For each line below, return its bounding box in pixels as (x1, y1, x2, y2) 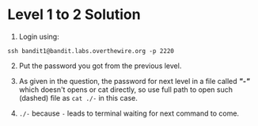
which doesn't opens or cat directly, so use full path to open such (18, 85, 233, 94)
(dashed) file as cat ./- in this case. (18, 93, 138, 102)
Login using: (18, 32, 60, 41)
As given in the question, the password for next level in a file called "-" (18, 76, 250, 86)
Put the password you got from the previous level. (18, 61, 182, 71)
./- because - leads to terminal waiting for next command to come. (18, 109, 239, 118)
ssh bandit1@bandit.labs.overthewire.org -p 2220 (7, 47, 175, 55)
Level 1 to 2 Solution (7, 6, 141, 24)
